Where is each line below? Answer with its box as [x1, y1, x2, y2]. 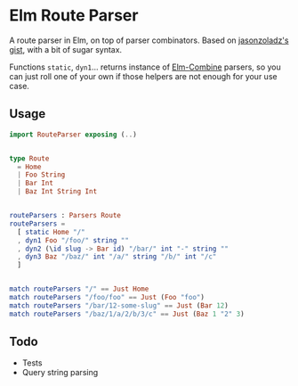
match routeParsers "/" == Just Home [9, 284, 149, 294]
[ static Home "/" [17, 227, 86, 236]
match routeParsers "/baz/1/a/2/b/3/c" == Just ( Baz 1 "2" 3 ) [9, 309, 245, 318]
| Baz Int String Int [17, 187, 98, 196]
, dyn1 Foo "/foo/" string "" [17, 235, 129, 245]
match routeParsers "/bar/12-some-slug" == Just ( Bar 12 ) [9, 300, 229, 310]
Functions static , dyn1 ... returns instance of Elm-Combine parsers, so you [9, 62, 282, 72]
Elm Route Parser [9, 5, 139, 26]
